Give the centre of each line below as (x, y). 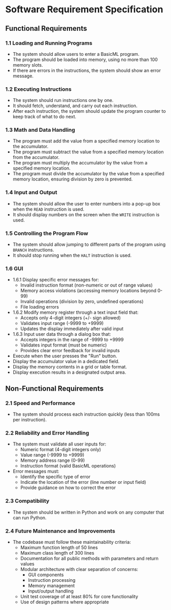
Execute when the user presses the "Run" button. (65, 356)
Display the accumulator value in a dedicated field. (66, 361)
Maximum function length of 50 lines (59, 547)
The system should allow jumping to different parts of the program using (89, 245)
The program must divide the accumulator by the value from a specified (89, 174)
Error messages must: (36, 471)
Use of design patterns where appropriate (65, 602)
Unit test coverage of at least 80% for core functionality (79, 596)
